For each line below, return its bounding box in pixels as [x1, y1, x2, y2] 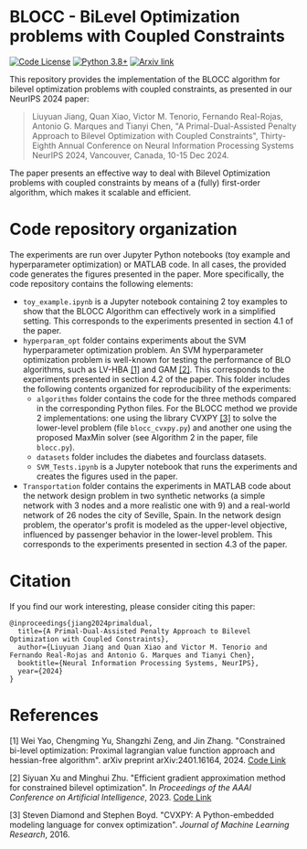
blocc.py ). [36, 441, 76, 452]
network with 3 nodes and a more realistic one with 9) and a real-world [22, 500, 291, 511]
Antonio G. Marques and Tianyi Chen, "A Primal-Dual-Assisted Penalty [31, 121, 297, 132]
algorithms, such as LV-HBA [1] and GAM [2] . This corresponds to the [22, 364, 285, 375]
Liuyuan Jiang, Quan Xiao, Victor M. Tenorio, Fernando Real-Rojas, [31, 111, 283, 122]
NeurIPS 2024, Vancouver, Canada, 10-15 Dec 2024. [31, 149, 230, 161]
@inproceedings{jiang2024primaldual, [9, 619, 153, 628]
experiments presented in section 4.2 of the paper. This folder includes [22, 373, 291, 385]
